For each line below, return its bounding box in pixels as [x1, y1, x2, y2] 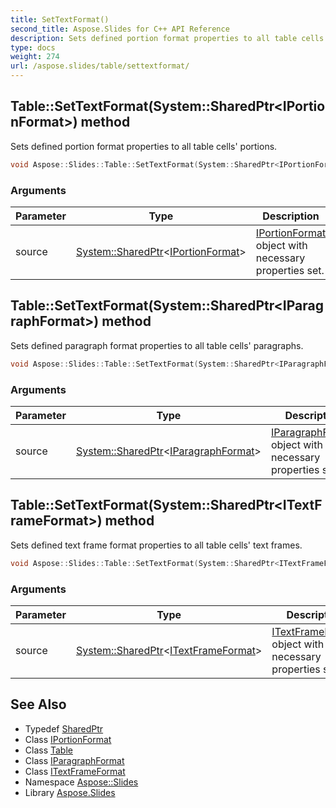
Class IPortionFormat [24, 733, 112, 745]
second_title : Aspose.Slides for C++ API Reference [10, 24, 230, 34]
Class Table [24, 744, 73, 756]
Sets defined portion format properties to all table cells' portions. [10, 140, 278, 152]
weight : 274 [10, 52, 60, 62]
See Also [10, 696, 67, 713]
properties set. [255, 263, 325, 277]
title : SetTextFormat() [10, 14, 110, 25]
